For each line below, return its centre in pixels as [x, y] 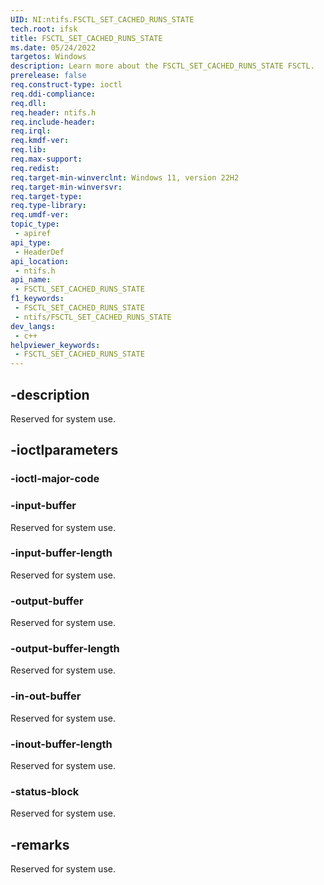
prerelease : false [48, 76]
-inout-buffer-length [61, 744]
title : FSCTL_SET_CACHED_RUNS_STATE [86, 38]
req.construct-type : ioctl [66, 85]
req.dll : [28, 103]
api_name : [31, 280]
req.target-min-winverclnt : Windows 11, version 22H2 [125, 177]
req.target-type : [46, 196]
